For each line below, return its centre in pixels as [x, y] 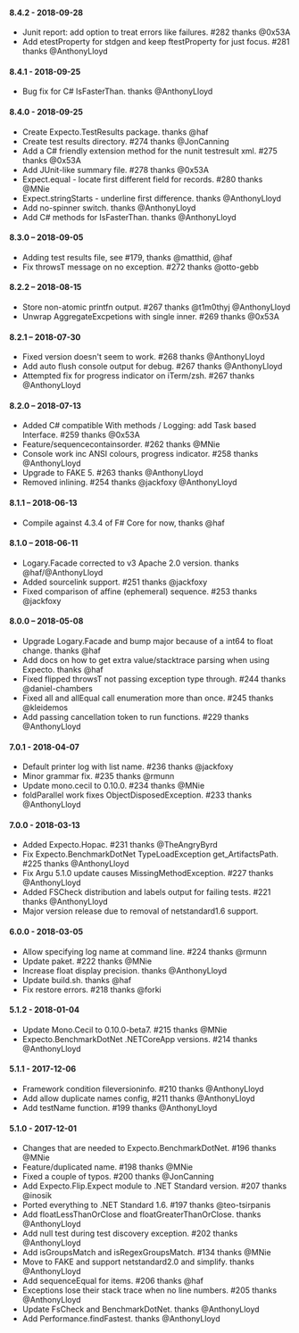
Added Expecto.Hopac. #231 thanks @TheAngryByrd [120, 845]
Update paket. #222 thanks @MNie [87, 961]
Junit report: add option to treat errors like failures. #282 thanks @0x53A [156, 32]
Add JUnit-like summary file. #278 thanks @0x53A [116, 170]
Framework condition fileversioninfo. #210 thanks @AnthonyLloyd [143, 1089]
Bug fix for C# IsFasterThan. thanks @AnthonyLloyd [117, 91]
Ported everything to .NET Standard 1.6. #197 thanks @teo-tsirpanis [146, 1205]
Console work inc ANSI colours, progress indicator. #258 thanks [140, 454]
